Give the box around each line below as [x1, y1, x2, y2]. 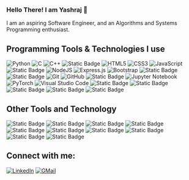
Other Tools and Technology [6, 103, 117, 114]
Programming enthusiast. [6, 26, 70, 33]
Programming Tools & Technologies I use [6, 43, 165, 54]
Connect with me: [6, 151, 76, 161]
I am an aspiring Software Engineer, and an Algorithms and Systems [6, 20, 177, 27]
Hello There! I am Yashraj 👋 [6, 6, 87, 14]
